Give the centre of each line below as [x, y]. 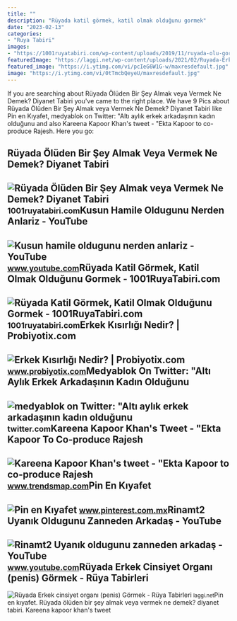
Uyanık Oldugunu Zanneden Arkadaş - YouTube [115, 521]
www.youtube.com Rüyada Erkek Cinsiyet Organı [110, 567]
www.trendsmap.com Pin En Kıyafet [79, 486]
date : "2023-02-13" [36, 27]
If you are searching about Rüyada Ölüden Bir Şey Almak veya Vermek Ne [115, 93]
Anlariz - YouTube [48, 221]
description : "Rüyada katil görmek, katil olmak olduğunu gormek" [107, 21]
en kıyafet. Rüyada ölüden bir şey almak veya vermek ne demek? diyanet [113, 603]
